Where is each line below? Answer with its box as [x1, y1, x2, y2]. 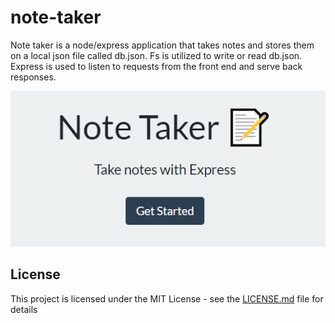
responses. [10, 71, 57, 83]
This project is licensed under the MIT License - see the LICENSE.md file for [10, 292, 324, 305]
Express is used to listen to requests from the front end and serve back [10, 60, 303, 72]
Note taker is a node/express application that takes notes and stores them [10, 39, 315, 51]
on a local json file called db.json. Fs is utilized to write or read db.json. [10, 49, 303, 61]
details [10, 303, 38, 315]
